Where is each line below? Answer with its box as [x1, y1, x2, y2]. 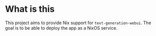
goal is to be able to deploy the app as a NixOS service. [5, 25, 118, 31]
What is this [5, 3, 55, 15]
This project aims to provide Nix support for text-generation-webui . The [5, 20, 152, 26]
